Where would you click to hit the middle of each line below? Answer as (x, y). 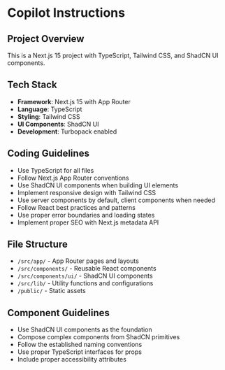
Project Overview (46, 39)
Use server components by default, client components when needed (116, 200)
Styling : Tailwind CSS (49, 116)
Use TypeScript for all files (56, 170)
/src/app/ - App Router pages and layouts (78, 261)
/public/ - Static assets (51, 291)
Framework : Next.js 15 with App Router (74, 101)
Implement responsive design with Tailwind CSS (86, 192)
